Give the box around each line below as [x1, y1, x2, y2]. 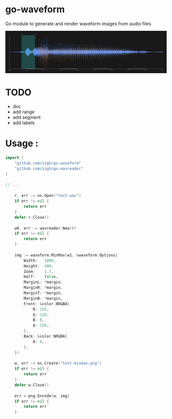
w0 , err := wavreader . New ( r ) [14, 226, 77, 231]
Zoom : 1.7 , [24, 269, 54, 274]
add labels [12, 119, 35, 126]
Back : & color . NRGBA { [24, 334, 68, 339]
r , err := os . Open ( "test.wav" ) [14, 193, 81, 198]
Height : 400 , [24, 263, 54, 269]
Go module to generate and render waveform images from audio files [5, 21, 152, 27]
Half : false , [24, 274, 58, 280]
